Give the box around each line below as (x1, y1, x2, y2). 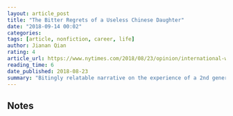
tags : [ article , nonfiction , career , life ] (7, 36, 135, 43)
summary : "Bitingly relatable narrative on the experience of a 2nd (7, 74, 209, 81)
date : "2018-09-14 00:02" (7, 23, 82, 30)
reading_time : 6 (7, 61, 54, 68)
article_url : (7, 55, 45, 62)
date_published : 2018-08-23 (7, 68, 89, 75)
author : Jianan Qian (7, 42, 67, 49)
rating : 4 (7, 49, 36, 56)
